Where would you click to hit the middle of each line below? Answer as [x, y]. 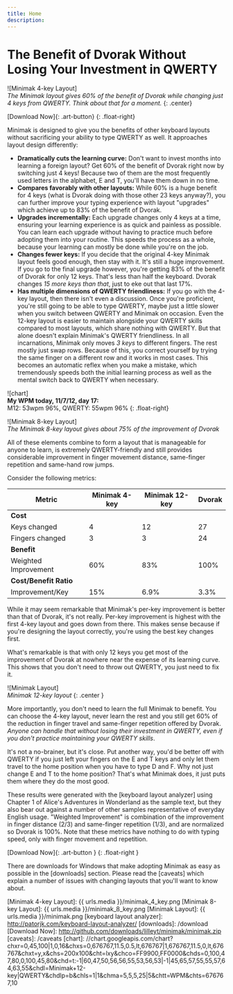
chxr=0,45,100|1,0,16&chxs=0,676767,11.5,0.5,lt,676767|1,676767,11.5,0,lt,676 [115, 946]
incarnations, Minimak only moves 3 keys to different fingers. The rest [117, 343]
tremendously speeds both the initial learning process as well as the [114, 373]
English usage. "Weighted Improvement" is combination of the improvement [115, 817]
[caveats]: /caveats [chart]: [46, 938]
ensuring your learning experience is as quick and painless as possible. [119, 225]
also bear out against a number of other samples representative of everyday [116, 810]
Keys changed [34, 527]
